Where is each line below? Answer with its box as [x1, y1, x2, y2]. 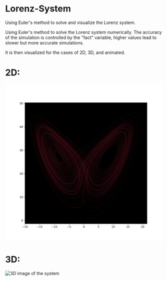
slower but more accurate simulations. [5, 39, 84, 45]
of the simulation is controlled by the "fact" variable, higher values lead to [5, 34, 156, 40]
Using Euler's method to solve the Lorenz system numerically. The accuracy [5, 29, 162, 35]
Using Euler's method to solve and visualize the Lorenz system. [5, 19, 136, 25]
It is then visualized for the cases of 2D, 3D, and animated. [5, 49, 125, 55]
